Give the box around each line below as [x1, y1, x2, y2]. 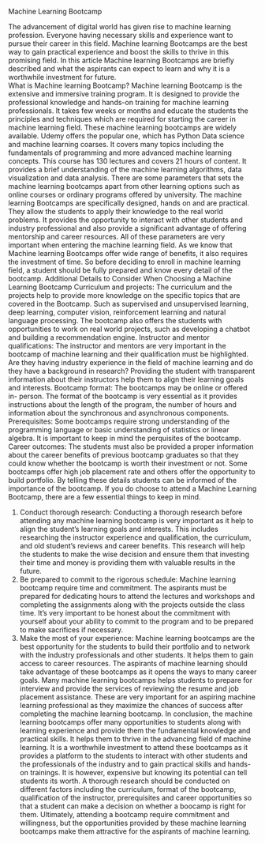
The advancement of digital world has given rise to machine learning [8, 22, 231, 31]
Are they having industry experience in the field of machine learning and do [8, 358, 254, 367]
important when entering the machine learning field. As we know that [8, 240, 233, 250]
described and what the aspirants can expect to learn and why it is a [8, 64, 230, 73]
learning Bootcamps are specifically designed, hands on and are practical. [8, 198, 250, 208]
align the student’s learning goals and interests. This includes [19, 525, 218, 533]
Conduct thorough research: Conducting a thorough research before [19, 507, 243, 517]
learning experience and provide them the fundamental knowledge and [19, 726, 251, 735]
